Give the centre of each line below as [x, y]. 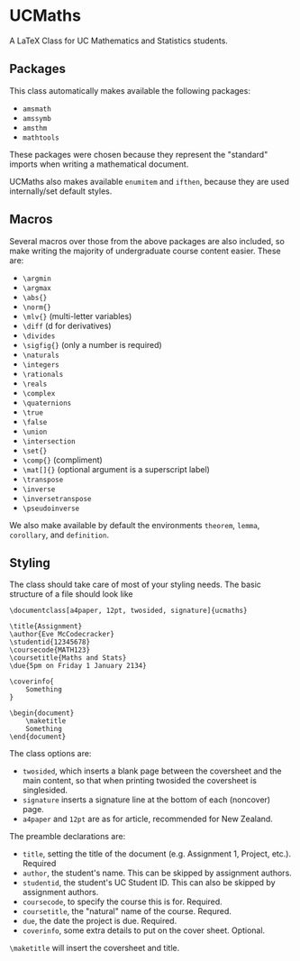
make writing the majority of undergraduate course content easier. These [145, 251]
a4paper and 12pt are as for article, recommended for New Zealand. [147, 819]
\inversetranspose [57, 499]
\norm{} [36, 307]
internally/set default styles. [61, 191]
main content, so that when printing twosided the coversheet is [139, 781]
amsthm [35, 128]
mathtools [41, 137]
